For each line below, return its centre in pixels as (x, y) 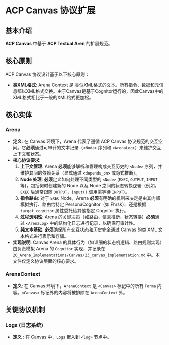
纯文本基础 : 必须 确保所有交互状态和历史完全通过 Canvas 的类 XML (89, 229)
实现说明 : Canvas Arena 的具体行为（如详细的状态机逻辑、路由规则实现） (87, 242)
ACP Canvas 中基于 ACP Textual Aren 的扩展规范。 (59, 44)
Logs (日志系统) (24, 325)
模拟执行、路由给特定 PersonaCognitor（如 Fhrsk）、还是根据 (83, 204)
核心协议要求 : (26, 160)
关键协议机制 (25, 310)
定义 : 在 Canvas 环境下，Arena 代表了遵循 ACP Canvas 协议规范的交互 (86, 141)
